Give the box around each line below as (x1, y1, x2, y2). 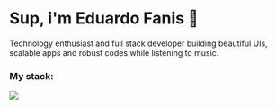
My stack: (9, 69, 54, 82)
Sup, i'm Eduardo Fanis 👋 (9, 8, 200, 29)
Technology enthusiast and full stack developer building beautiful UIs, (9, 38, 268, 49)
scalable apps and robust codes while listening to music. (9, 47, 219, 58)
